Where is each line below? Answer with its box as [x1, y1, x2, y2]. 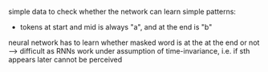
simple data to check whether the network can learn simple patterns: [8, 7, 237, 16]
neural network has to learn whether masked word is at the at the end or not [8, 38, 260, 47]
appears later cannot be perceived [8, 55, 123, 64]
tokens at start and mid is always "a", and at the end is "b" [19, 22, 213, 31]
